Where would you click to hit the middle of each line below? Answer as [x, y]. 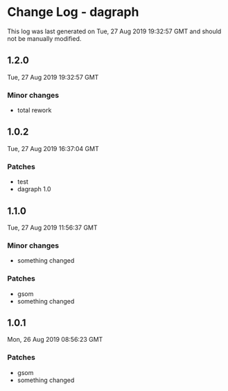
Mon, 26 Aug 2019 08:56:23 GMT [55, 340]
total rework [34, 110]
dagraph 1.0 [34, 189]
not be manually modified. [44, 38]
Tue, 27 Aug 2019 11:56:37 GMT [53, 227]
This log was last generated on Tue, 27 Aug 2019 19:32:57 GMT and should [114, 31]
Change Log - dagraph [73, 12]
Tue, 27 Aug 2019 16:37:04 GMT [53, 148]
